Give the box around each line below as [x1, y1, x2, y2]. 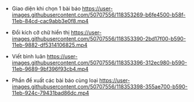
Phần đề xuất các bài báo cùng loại [11, 77, 98, 84]
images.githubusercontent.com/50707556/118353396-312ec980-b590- [11, 59, 187, 66]
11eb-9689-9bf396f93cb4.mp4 [11, 65, 89, 73]
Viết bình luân [11, 53, 46, 60]
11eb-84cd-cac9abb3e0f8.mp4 [11, 18, 89, 24]
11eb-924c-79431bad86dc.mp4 [11, 90, 90, 96]
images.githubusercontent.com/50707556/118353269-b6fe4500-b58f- [11, 11, 186, 18]
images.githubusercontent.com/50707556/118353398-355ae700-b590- [11, 83, 188, 90]
